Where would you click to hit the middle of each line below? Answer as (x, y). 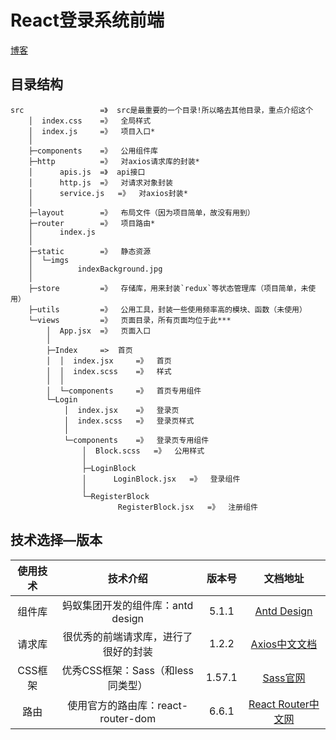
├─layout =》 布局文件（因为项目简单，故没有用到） (141, 212)
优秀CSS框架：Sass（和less (127, 670)
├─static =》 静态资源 (90, 251)
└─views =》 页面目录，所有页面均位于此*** (130, 320)
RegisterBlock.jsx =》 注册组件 (187, 507)
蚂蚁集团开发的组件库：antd (128, 605)
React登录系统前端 (87, 20)
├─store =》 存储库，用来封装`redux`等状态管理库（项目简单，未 (168, 288)
